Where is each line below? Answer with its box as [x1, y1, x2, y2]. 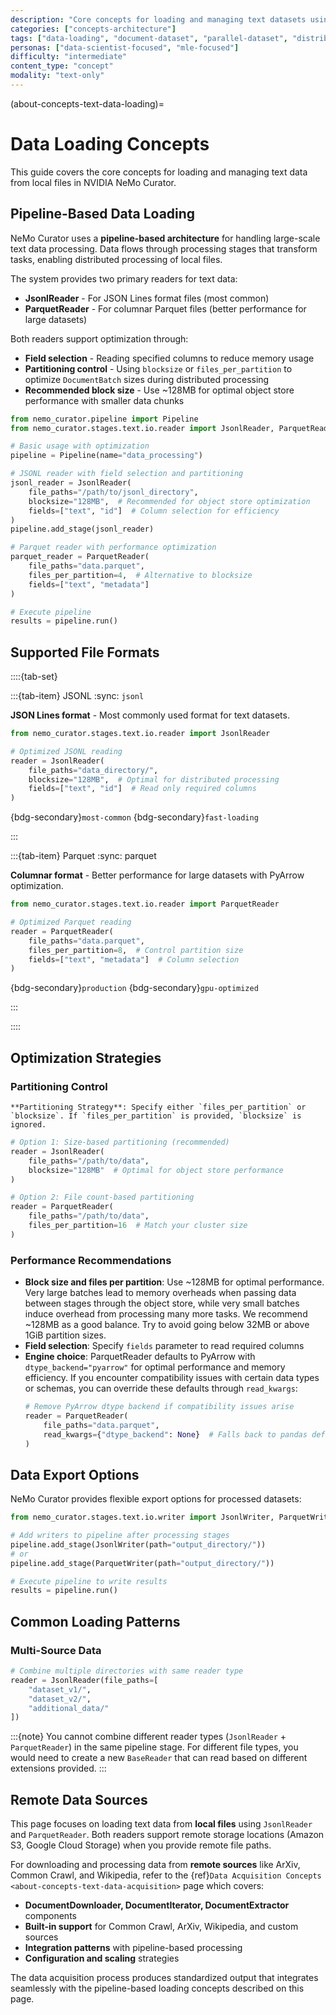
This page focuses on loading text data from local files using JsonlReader [10, 1818, 313, 1830]
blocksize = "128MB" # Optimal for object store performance [28, 1165, 284, 1175]
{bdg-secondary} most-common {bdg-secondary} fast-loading [10, 811, 259, 823]
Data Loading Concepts [10, 133, 210, 156]
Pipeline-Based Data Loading [10, 206, 196, 223]
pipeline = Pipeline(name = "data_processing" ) [10, 451, 203, 461]
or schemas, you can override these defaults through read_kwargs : [24, 1382, 298, 1395]
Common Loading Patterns [10, 1613, 181, 1630]
